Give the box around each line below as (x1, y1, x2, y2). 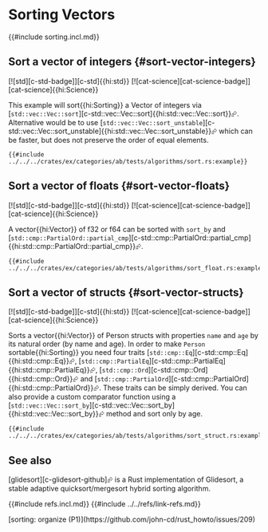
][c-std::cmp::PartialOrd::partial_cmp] (128, 233, 251, 242)
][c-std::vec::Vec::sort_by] (89, 400, 175, 410)
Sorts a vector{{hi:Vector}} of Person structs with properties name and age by (8, 331, 259, 341)
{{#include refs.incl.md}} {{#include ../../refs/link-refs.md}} (8, 499, 201, 509)
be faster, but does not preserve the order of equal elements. (8, 135, 209, 144)
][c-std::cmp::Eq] (191, 348, 249, 357)
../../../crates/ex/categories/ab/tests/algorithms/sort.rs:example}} (8, 157, 248, 165)
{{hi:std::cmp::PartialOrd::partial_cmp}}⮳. (8, 241, 144, 250)
